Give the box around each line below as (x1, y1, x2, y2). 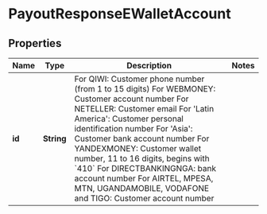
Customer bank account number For (74, 133, 210, 144)
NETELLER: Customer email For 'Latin (74, 103, 215, 114)
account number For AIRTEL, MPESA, (74, 173, 214, 184)
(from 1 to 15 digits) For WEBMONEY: (74, 84, 216, 94)
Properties (8, 37, 62, 50)
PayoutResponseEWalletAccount (8, 5, 232, 23)
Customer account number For (74, 93, 189, 104)
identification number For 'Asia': (74, 123, 193, 134)
